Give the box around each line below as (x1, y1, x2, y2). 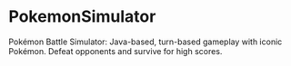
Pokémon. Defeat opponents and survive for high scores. (8, 45, 223, 56)
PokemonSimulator (8, 6, 156, 27)
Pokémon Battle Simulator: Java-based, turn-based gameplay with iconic (8, 36, 283, 47)
